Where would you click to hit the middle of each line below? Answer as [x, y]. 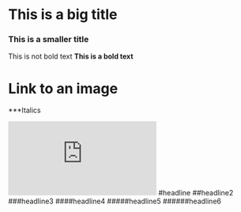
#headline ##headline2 [196, 193]
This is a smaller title [49, 40]
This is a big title [63, 15]
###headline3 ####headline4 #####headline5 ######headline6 [115, 201]
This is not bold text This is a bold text [71, 56]
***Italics [24, 110]
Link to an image [63, 88]
